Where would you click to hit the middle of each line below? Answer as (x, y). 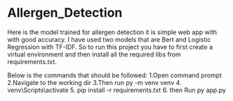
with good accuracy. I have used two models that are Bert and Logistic (109, 39)
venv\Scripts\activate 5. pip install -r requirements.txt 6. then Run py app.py (117, 90)
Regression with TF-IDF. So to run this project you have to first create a (110, 47)
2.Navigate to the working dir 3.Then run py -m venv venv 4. (94, 82)
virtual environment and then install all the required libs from (94, 54)
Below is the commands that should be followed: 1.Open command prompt (115, 75)
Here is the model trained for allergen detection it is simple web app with (112, 32)
